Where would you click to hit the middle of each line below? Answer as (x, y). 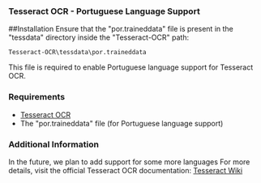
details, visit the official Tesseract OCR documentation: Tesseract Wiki (126, 170)
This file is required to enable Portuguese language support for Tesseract (131, 67)
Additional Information (54, 144)
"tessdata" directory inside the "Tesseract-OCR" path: (98, 37)
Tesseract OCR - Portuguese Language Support (104, 11)
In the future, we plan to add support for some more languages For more (129, 162)
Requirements (37, 97)
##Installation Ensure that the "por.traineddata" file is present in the (121, 29)
